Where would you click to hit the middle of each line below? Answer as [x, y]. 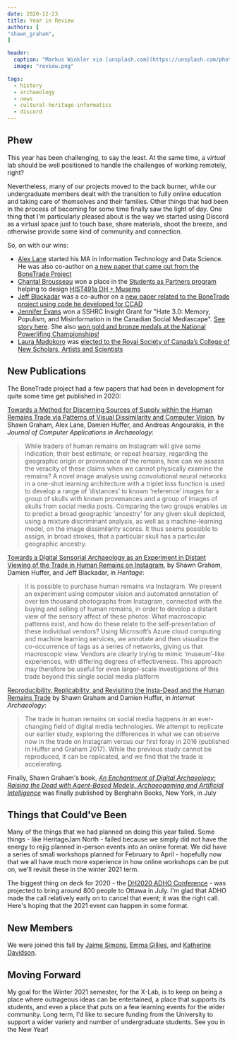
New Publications [47, 371]
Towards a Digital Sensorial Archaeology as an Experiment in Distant [107, 557]
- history [28, 86]
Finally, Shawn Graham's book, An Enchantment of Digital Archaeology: [112, 777]
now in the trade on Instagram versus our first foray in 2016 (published [127, 741]
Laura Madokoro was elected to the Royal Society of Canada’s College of [123, 341]
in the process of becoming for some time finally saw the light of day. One [115, 209]
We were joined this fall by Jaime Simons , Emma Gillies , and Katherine [109, 945]
